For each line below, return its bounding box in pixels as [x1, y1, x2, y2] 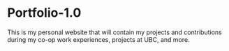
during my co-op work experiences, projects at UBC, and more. [7, 35, 190, 43]
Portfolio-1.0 [7, 5, 82, 21]
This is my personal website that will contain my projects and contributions [7, 28, 222, 36]
